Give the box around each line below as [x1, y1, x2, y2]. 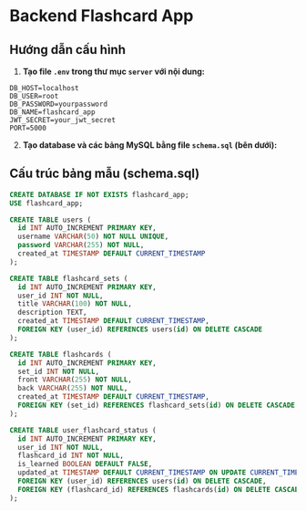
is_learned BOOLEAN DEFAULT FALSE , [17, 460, 153, 469]
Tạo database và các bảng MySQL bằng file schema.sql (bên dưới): [22, 140, 278, 151]
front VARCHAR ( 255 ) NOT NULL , [17, 375, 132, 384]
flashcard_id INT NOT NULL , [17, 451, 125, 461]
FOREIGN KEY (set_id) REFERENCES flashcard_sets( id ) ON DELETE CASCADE [17, 401, 296, 411]
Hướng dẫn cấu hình [9, 42, 126, 57]
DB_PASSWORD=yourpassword [9, 99, 107, 109]
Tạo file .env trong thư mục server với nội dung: [22, 66, 205, 77]
